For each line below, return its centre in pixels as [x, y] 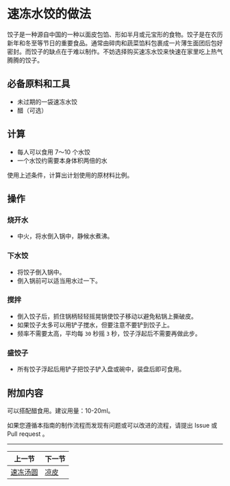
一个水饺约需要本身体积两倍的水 [62, 160]
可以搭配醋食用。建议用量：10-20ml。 [61, 410]
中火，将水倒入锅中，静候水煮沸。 [65, 236]
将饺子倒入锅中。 [41, 272]
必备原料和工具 [39, 84]
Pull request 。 [28, 434]
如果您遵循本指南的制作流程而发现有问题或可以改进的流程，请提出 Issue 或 [112, 425]
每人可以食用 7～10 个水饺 [54, 152]
